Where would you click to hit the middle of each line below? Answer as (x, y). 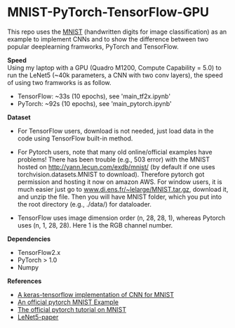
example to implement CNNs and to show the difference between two (108, 39)
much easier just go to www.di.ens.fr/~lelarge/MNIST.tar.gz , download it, (123, 189)
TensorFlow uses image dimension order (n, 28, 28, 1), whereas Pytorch (121, 218)
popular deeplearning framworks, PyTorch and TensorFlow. (93, 46)
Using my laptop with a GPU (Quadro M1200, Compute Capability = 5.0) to (115, 67)
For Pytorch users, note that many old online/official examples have (115, 152)
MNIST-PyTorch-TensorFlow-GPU (108, 12)
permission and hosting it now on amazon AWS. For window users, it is (120, 182)
